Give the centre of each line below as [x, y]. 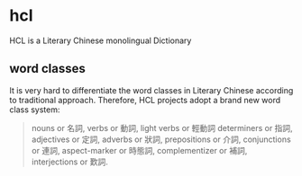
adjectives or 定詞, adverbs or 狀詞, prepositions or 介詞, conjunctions [161, 139]
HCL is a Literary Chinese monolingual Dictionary [101, 40]
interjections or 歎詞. [69, 162]
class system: [35, 110]
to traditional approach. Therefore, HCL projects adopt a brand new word [145, 100]
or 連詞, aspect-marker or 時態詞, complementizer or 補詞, [139, 150]
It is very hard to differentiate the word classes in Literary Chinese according [151, 90]
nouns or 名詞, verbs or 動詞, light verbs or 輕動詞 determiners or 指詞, [162, 128]
